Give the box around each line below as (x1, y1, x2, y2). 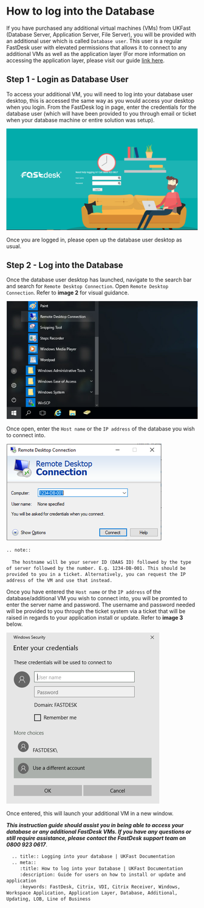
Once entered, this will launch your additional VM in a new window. (6, 810, 174, 817)
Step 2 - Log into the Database (6, 260, 123, 270)
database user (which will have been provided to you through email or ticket (6, 109, 197, 117)
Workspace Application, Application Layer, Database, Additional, (6, 890, 178, 896)
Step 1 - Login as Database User (6, 74, 129, 85)
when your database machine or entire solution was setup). (6, 116, 155, 123)
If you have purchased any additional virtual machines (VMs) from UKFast (6, 24, 191, 32)
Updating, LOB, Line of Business (6, 896, 91, 903)
